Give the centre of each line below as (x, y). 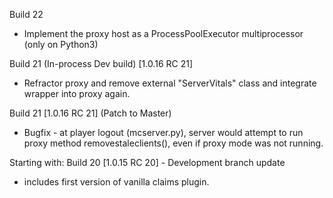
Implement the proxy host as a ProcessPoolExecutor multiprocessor (163, 33)
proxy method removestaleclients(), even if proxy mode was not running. (173, 143)
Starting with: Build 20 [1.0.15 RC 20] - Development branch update (147, 162)
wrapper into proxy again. (77, 93)
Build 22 (26, 14)
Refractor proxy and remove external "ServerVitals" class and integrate (170, 83)
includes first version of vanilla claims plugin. (116, 182)
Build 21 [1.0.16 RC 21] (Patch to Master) (90, 113)
